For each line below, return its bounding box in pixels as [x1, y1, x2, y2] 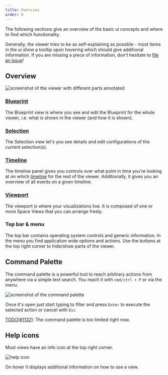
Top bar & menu [5, 221, 45, 228]
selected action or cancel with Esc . [5, 306, 77, 313]
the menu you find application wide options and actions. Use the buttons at [5, 238, 161, 244]
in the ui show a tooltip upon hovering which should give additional [5, 46, 144, 52]
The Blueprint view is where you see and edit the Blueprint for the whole [5, 109, 155, 115]
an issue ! [5, 57, 24, 63]
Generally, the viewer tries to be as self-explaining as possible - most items [5, 41, 161, 47]
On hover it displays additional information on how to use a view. [5, 364, 139, 370]
